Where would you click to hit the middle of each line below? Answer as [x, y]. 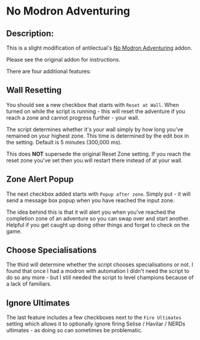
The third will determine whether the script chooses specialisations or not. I [100, 265]
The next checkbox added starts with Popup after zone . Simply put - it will [98, 194]
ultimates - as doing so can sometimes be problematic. [74, 330]
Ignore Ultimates [38, 303]
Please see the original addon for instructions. [63, 59]
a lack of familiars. [29, 284]
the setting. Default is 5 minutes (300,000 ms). [64, 142]
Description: [30, 34]
